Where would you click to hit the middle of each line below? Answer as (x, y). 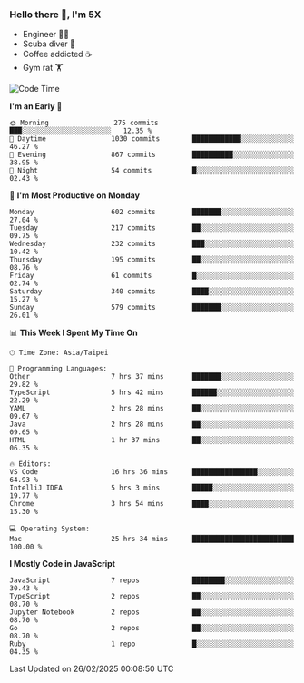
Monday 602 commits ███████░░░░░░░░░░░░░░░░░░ (152, 213)
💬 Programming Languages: (58, 369)
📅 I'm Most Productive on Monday (75, 195)
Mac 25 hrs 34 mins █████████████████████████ (152, 539)
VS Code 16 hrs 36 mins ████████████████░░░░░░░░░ (152, 472)
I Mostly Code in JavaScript (63, 564)
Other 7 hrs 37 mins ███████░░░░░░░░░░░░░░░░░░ (152, 377)
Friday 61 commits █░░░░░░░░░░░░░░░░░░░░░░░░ (152, 276)
